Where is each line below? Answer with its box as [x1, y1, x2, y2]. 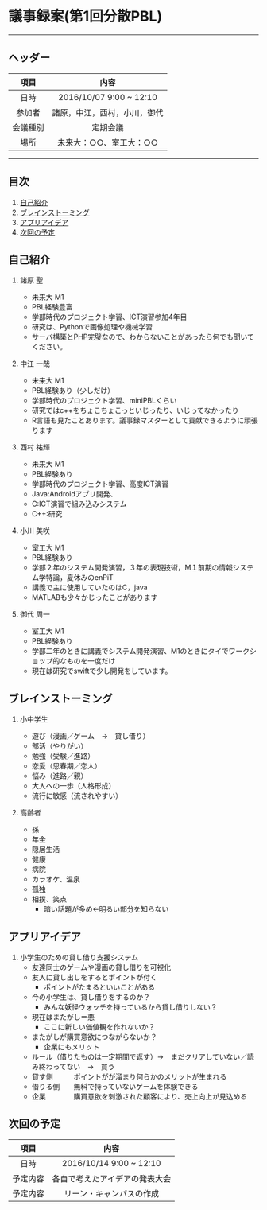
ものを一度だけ [66, 656, 116, 666]
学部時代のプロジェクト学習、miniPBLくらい [31, 395, 177, 406]
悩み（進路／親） [31, 771, 88, 780]
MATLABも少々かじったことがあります [31, 593, 158, 602]
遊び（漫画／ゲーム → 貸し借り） [31, 731, 150, 741]
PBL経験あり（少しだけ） [31, 386, 115, 395]
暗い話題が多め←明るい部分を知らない [43, 905, 169, 914]
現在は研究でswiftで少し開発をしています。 [31, 666, 172, 676]
